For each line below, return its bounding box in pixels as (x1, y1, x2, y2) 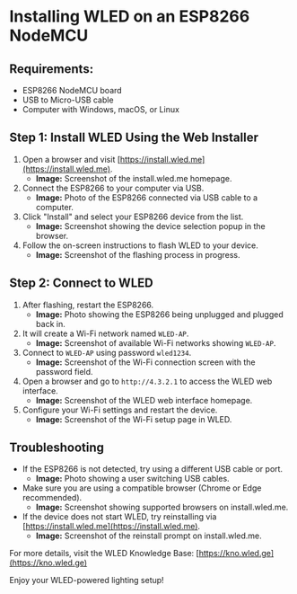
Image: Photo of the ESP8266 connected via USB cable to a (35, 191, 258, 203)
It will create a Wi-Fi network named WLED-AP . (22, 328, 189, 339)
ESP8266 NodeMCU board (22, 85, 123, 95)
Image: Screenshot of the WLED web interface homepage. (35, 395, 253, 405)
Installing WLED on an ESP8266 (9, 6, 250, 27)
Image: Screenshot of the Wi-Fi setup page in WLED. (35, 413, 232, 424)
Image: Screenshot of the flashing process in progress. (35, 249, 240, 260)
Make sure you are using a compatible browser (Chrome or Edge (22, 483, 262, 493)
